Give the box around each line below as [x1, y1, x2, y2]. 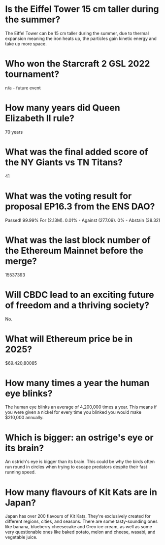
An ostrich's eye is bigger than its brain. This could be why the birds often [5, 459, 155, 465]
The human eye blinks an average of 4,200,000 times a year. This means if [5, 404, 157, 410]
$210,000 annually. [5, 415, 44, 421]
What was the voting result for [5, 190, 132, 201]
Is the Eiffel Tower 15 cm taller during [5, 3, 159, 15]
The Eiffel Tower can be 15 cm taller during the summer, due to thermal [5, 30, 149, 36]
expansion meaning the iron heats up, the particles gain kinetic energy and [5, 36, 157, 41]
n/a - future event [5, 85, 41, 91]
